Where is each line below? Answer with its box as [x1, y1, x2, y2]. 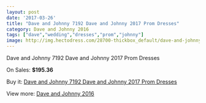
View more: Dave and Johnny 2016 [6, 90, 94, 97]
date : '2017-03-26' [6, 15, 56, 21]
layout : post [6, 9, 40, 15]
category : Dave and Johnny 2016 [6, 26, 89, 32]
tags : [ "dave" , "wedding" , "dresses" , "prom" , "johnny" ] [6, 32, 144, 38]
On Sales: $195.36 [6, 66, 53, 74]
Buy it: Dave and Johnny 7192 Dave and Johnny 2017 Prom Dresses [6, 78, 177, 85]
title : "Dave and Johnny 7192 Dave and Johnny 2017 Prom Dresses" [6, 20, 180, 26]
